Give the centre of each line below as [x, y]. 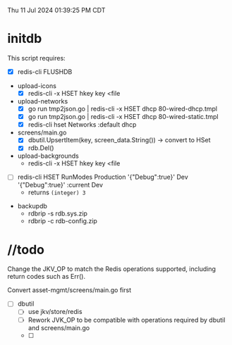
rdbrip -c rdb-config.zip [62, 221]
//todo [26, 250]
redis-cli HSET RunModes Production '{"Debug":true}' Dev [103, 177]
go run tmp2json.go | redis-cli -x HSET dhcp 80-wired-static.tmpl [123, 117]
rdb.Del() [41, 148]
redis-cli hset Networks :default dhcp [82, 125]
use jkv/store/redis [55, 312]
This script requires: [36, 58]
